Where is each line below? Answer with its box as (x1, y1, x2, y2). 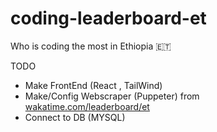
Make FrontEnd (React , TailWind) (24, 79, 163, 91)
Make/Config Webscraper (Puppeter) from (24, 90, 200, 102)
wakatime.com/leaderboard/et (24, 100, 150, 112)
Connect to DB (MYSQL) (24, 111, 126, 123)
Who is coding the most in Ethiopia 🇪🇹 (10, 40, 172, 52)
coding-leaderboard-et (10, 7, 207, 30)
